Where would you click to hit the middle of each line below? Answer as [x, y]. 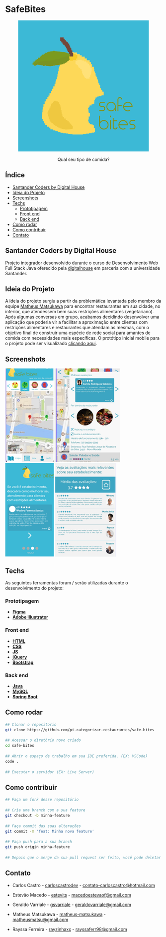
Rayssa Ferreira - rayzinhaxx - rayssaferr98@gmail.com [70, 929]
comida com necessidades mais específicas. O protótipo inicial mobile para [83, 338]
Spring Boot [25, 697]
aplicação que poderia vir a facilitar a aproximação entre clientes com [77, 322]
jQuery [20, 657]
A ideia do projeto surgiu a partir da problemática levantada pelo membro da [83, 301]
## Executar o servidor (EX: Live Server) [50, 772]
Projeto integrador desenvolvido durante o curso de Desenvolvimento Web [82, 263]
